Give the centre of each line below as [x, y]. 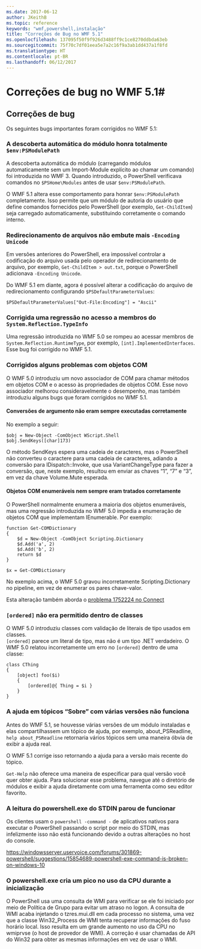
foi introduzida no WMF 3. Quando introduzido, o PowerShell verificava [94, 176]
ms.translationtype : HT [36, 51]
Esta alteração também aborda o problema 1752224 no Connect [85, 600]
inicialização [25, 888]
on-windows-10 [25, 865]
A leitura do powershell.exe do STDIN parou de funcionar [91, 808]
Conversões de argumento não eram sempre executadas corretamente [97, 411]
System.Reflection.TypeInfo [47, 324]
